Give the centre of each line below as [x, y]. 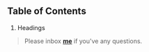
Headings [31, 27]
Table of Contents [47, 11]
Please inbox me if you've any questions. [83, 41]
